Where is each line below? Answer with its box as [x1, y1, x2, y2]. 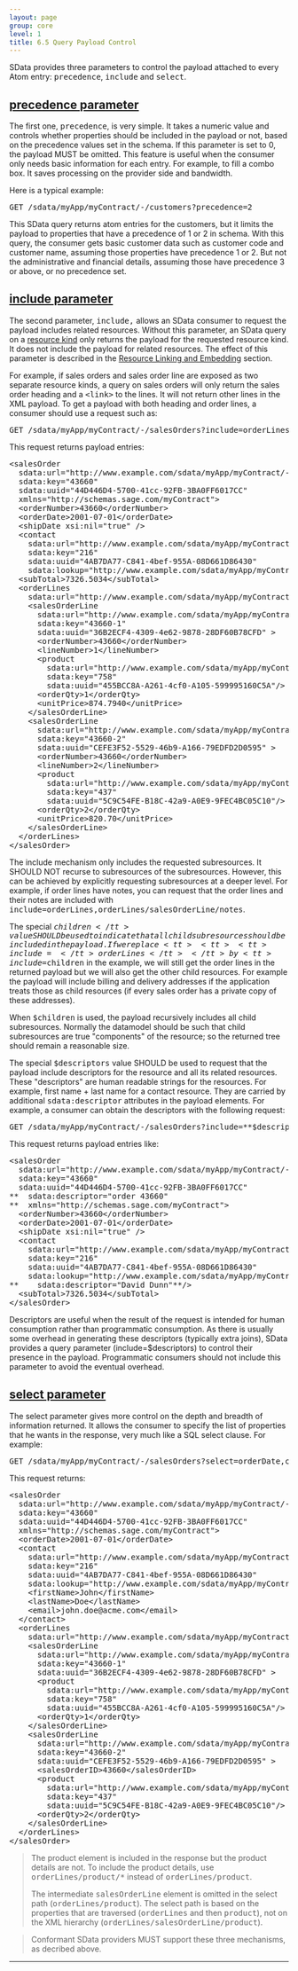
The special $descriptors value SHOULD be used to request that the [9, 1057, 268, 1068]
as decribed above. [30, 1944, 102, 1954]
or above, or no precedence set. [9, 266, 127, 277]
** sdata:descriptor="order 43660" [9, 1190, 169, 1201]
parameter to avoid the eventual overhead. [9, 1361, 165, 1371]
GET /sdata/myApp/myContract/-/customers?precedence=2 [9, 202, 253, 213]
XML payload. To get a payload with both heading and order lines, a [9, 398, 257, 409]
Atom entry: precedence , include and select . [9, 72, 187, 82]
